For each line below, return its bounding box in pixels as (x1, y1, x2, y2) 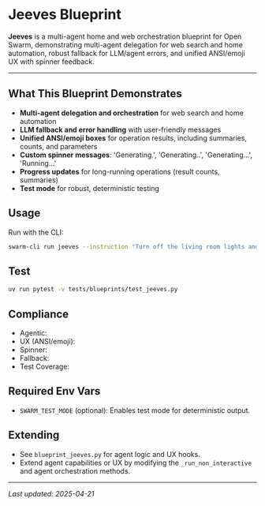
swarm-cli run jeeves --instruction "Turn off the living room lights (8, 242, 245, 250)
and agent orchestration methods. (19, 466, 131, 475)
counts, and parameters (19, 141, 98, 151)
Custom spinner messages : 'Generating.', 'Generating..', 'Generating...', (19, 150, 253, 159)
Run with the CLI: (8, 227, 65, 237)
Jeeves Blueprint (8, 6, 122, 24)
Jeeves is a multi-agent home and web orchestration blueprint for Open (8, 32, 242, 41)
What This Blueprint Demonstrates (8, 87, 183, 100)
